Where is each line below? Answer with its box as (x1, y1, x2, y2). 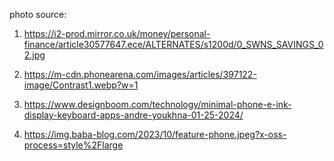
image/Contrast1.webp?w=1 (23, 79, 139, 91)
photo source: (9, 9, 67, 20)
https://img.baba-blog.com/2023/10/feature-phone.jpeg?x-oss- (23, 129, 287, 140)
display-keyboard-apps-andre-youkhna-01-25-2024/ (23, 109, 244, 121)
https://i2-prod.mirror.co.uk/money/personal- (23, 28, 211, 39)
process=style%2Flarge (23, 139, 124, 151)
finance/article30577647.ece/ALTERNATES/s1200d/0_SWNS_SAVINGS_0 (23, 39, 324, 50)
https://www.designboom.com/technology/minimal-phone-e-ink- (23, 99, 292, 110)
